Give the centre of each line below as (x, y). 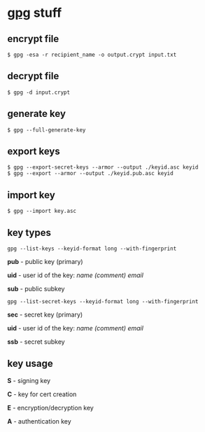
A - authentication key (39, 421)
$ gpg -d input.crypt (39, 92)
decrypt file (33, 76)
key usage (30, 364)
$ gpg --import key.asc (42, 211)
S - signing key (29, 380)
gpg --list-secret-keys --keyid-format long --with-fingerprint (103, 302)
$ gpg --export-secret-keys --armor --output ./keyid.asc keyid (103, 167)
